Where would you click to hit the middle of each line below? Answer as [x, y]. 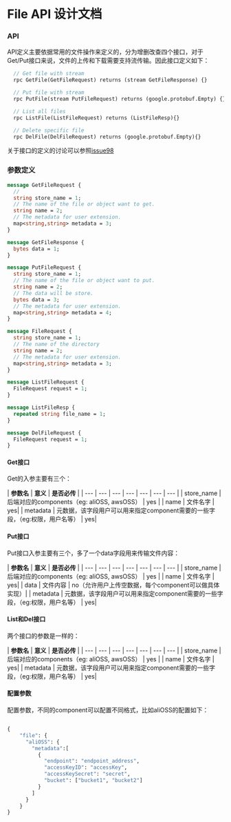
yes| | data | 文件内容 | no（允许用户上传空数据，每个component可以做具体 [113, 585]
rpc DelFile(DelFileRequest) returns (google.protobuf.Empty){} [107, 137]
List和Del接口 [26, 619]
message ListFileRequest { [46, 382]
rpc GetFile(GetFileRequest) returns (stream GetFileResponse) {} [110, 80]
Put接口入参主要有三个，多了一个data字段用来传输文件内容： [93, 553]
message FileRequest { [40, 332]
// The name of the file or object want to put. [84, 281]
